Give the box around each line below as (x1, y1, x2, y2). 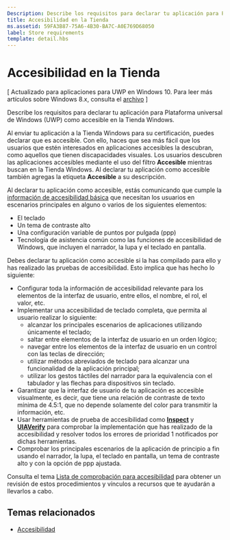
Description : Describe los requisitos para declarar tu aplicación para (7, 10, 219, 17)
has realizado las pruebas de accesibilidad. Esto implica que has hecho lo (7, 263, 215, 272)
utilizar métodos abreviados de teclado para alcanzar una (27, 357, 190, 366)
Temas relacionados (7, 507, 96, 519)
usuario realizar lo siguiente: (16, 314, 97, 322)
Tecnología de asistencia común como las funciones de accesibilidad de (16, 236, 222, 244)
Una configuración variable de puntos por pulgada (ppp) (16, 228, 177, 237)
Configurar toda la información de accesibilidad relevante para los (16, 284, 204, 292)
